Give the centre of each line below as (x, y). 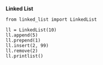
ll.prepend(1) (23, 41)
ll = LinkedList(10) (31, 30)
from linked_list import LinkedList (51, 20)
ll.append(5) (22, 35)
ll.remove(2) (22, 51)
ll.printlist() (25, 56)
